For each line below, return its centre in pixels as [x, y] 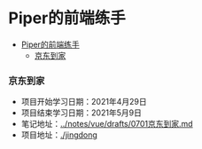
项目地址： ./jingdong [59, 135]
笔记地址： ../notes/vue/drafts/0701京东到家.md [107, 124]
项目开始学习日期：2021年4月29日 [84, 102]
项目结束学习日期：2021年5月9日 [82, 113]
